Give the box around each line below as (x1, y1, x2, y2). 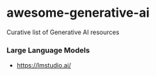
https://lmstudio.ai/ (16, 61, 71, 70)
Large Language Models (6, 45, 90, 55)
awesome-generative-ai (6, 5, 150, 21)
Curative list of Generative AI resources (6, 28, 120, 36)
